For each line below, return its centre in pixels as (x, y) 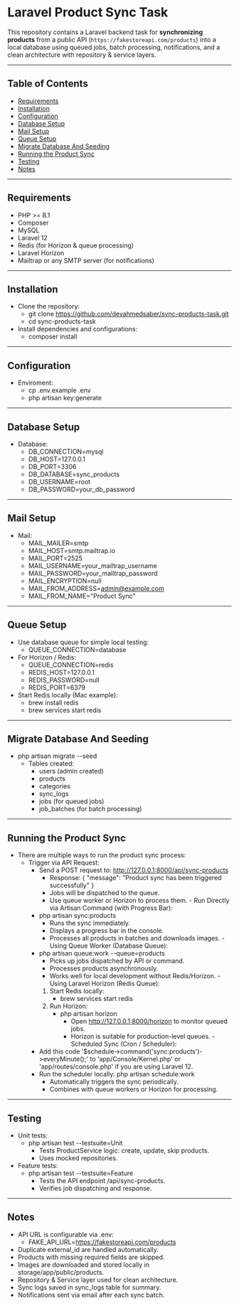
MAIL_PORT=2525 (55, 558)
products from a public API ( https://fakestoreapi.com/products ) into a (112, 39)
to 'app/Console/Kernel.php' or (136, 1059)
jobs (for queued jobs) (71, 801)
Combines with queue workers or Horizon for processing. (134, 1089)
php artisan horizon (89, 1014)
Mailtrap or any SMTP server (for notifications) (86, 260)
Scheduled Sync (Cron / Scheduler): (124, 1044)
